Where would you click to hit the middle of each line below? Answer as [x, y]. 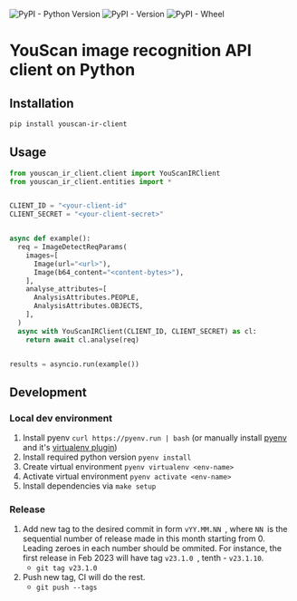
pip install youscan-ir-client [68, 124]
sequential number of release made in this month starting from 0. [144, 538]
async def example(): [50, 239]
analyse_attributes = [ [66, 289]
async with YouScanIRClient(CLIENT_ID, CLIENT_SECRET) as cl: [137, 331]
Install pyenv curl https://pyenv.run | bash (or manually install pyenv [154, 438]
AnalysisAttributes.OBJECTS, [88, 306]
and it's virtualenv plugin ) [70, 448]
